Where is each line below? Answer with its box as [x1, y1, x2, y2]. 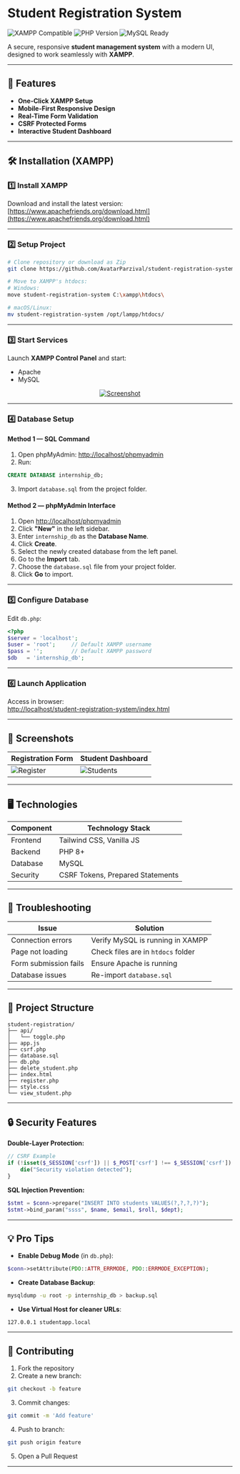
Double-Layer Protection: [7, 1139, 84, 1147]
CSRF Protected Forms [17, 119, 87, 128]
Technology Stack [86, 823, 151, 833]
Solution [134, 923, 164, 933]
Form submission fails [11, 958, 84, 968]
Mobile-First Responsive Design [17, 104, 116, 112]
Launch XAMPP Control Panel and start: [7, 354, 127, 362]
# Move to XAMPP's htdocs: [7, 278, 88, 285]
